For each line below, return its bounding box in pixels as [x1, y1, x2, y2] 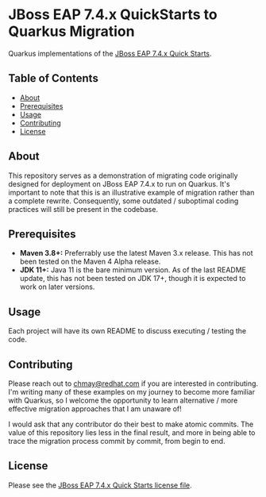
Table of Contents [8, 71, 99, 85]
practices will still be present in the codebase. [8, 204, 159, 214]
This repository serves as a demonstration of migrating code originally [8, 171, 238, 180]
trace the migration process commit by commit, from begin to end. [8, 437, 226, 445]
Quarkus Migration [8, 22, 135, 40]
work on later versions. [19, 282, 95, 291]
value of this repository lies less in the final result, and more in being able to [8, 428, 256, 437]
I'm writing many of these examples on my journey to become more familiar [8, 387, 256, 396]
